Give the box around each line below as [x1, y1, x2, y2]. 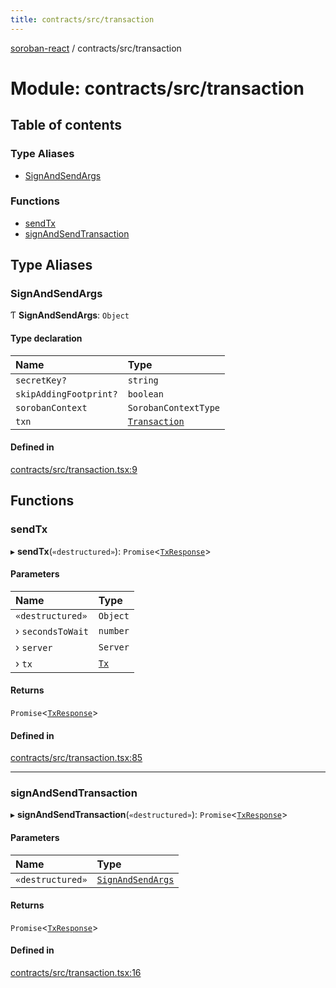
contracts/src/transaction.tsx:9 [10, 463, 138, 475]
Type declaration [10, 332, 83, 345]
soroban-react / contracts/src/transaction [10, 42, 182, 54]
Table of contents [10, 117, 122, 134]
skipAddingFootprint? [15, 388, 118, 400]
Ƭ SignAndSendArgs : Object [10, 309, 130, 321]
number [98, 625, 130, 636]
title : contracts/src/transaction [10, 14, 155, 25]
